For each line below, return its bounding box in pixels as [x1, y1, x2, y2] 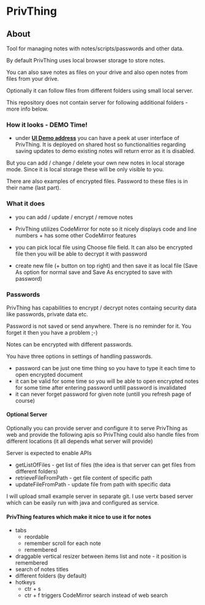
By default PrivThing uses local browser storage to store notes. [6, 57, 165, 64]
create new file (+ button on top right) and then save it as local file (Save [15, 262, 198, 269]
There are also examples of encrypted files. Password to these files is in [6, 177, 188, 185]
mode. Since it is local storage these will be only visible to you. [6, 166, 164, 173]
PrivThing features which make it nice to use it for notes [6, 513, 152, 521]
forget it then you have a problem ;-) [6, 328, 98, 336]
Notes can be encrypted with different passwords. [6, 341, 133, 348]
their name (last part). [6, 184, 61, 191]
